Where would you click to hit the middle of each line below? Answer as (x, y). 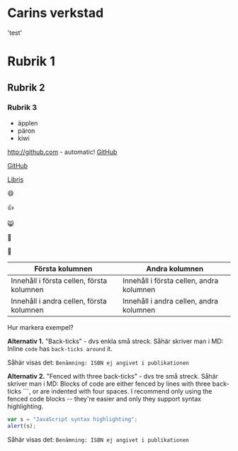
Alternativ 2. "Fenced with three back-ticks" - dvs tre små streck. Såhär (113, 376)
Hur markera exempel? (40, 327)
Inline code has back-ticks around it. (60, 348)
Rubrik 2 (26, 88)
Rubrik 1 (31, 61)
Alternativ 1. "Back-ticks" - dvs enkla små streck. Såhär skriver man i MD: (115, 341)
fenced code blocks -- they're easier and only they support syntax (104, 399)
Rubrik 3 (22, 108)
